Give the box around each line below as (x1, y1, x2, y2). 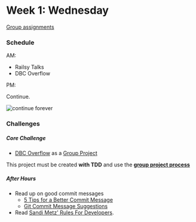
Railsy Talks (14, 63, 44, 71)
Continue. (6, 93, 30, 101)
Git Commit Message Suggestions (23, 203, 108, 210)
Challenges (6, 120, 40, 128)
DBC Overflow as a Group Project (14, 150, 97, 157)
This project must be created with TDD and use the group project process (6, 161, 190, 168)
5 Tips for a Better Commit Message (23, 196, 114, 203)
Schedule (6, 38, 35, 47)
